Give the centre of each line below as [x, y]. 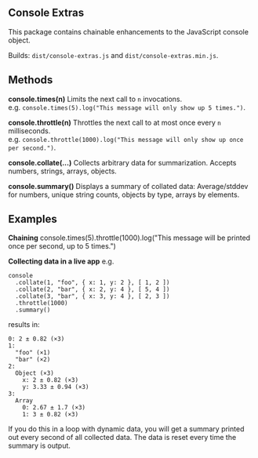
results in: [24, 325]
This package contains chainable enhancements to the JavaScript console [129, 31]
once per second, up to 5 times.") [62, 246]
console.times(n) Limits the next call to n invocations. [95, 99]
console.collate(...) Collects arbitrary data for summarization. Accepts [122, 162]
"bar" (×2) [33, 360]
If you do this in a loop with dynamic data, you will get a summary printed [126, 429]
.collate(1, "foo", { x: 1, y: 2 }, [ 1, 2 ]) [93, 283]
